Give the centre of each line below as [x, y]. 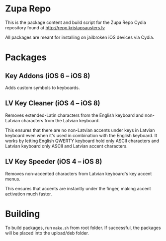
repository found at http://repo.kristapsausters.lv [55, 27]
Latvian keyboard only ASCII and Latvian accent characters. [66, 146]
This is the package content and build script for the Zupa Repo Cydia [76, 22]
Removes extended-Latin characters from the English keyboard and [75, 115]
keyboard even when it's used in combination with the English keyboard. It [81, 135]
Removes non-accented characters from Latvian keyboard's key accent [79, 173]
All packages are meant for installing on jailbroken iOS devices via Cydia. [80, 37]
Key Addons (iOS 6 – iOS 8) [48, 76]
